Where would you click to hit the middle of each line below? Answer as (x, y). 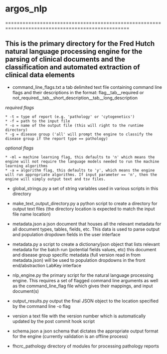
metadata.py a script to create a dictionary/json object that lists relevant (86, 244)
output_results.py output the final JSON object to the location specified (85, 301)
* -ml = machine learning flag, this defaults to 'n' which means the (80, 157)
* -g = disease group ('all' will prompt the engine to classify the (79, 134)
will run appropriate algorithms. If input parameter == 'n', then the (81, 174)
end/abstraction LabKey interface (47, 265)
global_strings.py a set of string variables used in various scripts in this (85, 188)
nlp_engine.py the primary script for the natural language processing (83, 275)
